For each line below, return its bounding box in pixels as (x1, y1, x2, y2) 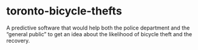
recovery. (6, 37, 30, 44)
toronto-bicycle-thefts (6, 4, 123, 18)
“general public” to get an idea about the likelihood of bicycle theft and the (6, 30, 193, 37)
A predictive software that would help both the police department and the (6, 24, 190, 31)
